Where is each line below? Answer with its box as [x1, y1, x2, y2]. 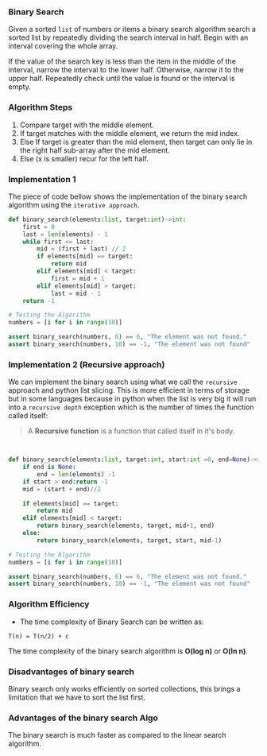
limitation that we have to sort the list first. [8, 692, 145, 702]
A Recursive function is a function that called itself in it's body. [27, 426, 235, 436]
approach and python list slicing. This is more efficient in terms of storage [8, 386, 250, 395]
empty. [8, 82, 32, 91]
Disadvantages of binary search [8, 666, 135, 677]
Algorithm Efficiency [8, 599, 90, 610]
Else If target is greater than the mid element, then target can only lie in [19, 137, 253, 146]
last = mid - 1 [50, 289, 102, 297]
